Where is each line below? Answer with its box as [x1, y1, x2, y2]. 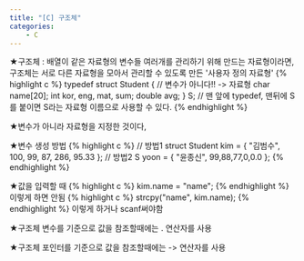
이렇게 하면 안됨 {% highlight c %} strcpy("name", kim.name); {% [9, 192, 250, 203]
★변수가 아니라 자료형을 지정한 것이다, [9, 121, 147, 132]
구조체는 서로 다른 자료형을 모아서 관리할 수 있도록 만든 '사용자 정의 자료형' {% [9, 67, 288, 78]
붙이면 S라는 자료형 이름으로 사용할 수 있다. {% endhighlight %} [18, 102, 248, 113]
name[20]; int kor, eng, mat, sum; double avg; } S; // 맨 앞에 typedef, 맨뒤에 [9, 90, 289, 101]
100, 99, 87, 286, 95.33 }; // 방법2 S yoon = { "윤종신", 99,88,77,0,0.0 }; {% [9, 152, 284, 163]
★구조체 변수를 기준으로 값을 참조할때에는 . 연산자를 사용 [9, 223, 212, 234]
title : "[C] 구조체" [9, 13, 82, 23]
